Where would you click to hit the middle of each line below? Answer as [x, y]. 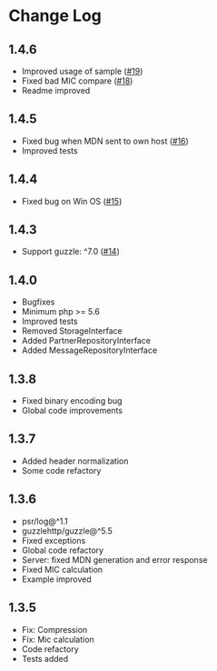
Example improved [56, 579]
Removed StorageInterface [72, 331]
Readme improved [56, 90]
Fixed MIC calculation [62, 569]
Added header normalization [75, 461]
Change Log [55, 16]
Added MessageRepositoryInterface [89, 350]
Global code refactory [63, 550]
